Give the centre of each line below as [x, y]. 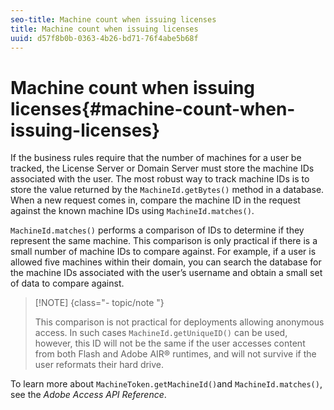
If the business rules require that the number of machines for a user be [156, 158]
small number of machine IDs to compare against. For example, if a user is [163, 252]
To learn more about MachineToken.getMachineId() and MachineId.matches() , [166, 384]
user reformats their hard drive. [99, 365]
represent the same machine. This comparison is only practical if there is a [164, 241]
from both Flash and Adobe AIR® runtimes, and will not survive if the [175, 354]
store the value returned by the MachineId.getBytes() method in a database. [167, 190]
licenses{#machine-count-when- [153, 108]
